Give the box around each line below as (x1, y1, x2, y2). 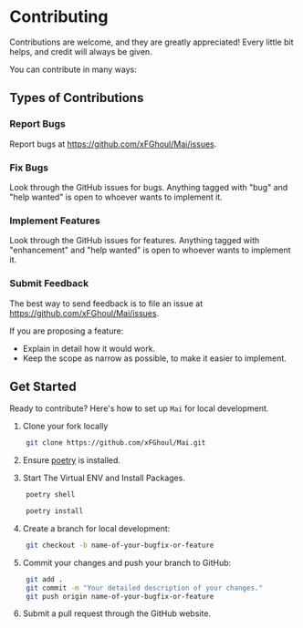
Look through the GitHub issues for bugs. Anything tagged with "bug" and (9, 181, 288, 192)
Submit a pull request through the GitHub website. (22, 608, 212, 619)
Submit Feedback (9, 277, 89, 290)
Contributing (9, 6, 109, 27)
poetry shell (26, 490, 76, 499)
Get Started (9, 378, 77, 394)
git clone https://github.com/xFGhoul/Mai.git (26, 438, 206, 448)
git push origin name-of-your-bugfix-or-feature (26, 592, 214, 601)
